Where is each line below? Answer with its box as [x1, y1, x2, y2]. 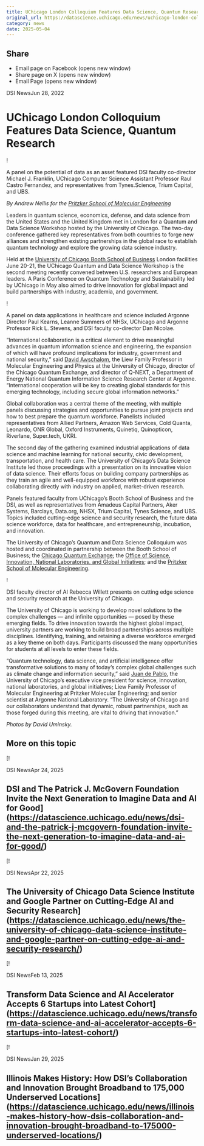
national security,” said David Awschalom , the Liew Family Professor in [6, 356, 183, 363]
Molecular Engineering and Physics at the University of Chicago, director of [6, 362, 195, 369]
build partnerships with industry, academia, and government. [6, 288, 159, 295]
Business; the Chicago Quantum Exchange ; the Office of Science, [6, 552, 171, 559]
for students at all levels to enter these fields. [6, 645, 119, 652]
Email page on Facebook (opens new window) [15, 65, 131, 72]
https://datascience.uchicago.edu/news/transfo [9, 1008, 197, 1019]
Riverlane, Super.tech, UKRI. [6, 432, 77, 439]
